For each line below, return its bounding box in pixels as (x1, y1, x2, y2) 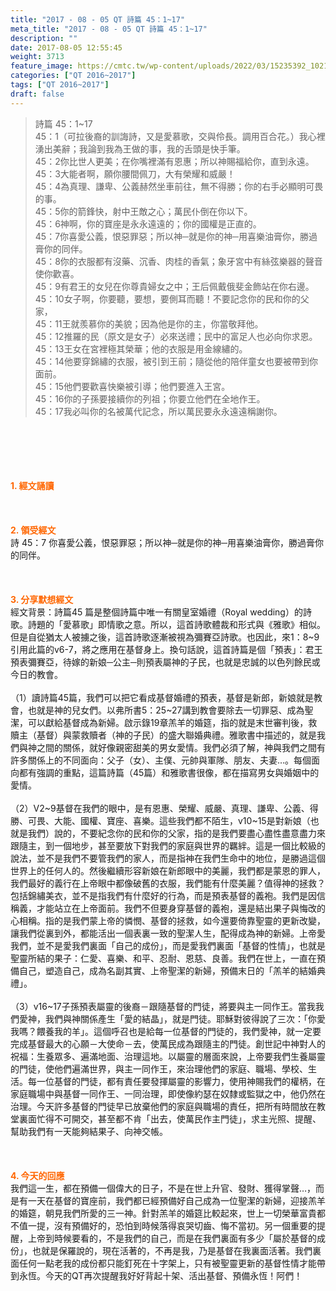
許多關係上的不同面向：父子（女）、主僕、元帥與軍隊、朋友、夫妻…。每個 (10, 754, 312, 766)
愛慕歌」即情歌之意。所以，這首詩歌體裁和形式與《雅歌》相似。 (62, 618, 326, 630)
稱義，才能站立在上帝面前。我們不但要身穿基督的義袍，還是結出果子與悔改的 (10, 902, 326, 914)
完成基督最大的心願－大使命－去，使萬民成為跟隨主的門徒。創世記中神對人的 (10, 1037, 326, 1050)
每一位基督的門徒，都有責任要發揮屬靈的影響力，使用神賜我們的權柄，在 (27, 1075, 326, 1087)
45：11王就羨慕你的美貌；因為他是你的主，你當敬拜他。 (34, 317, 264, 330)
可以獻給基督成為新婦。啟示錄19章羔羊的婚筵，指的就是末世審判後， (27, 716, 309, 728)
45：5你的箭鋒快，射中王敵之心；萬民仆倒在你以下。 (34, 205, 253, 217)
